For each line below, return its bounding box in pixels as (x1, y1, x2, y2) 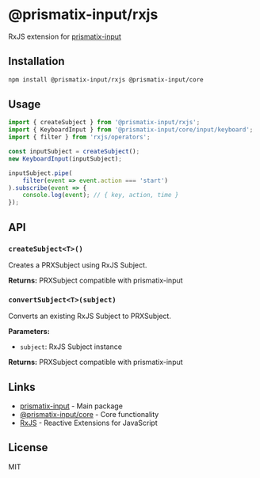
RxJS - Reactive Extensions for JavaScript (19, 418, 158, 427)
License (8, 441, 48, 454)
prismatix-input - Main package (19, 401, 123, 411)
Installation (8, 55, 65, 68)
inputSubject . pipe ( (8, 169, 73, 177)
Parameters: (8, 327, 50, 336)
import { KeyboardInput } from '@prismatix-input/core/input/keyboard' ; (8, 126, 254, 134)
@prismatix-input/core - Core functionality (19, 409, 159, 419)
